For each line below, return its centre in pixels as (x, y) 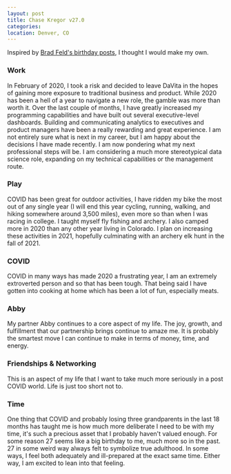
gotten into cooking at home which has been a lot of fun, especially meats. (113, 291)
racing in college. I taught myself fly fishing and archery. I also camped (108, 221)
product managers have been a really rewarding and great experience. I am (114, 129)
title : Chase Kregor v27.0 (46, 20)
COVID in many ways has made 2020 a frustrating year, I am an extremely (112, 276)
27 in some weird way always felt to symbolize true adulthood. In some (108, 448)
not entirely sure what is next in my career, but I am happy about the (104, 137)
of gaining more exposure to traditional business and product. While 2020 (112, 93)
